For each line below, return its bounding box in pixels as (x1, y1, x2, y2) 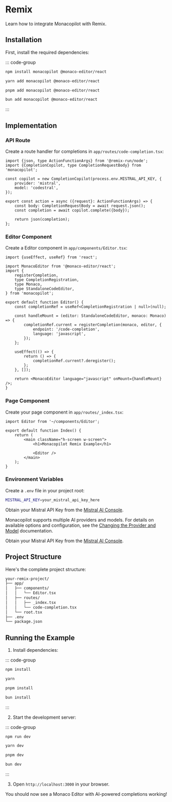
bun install (5, 694, 31, 700)
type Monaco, (14, 282, 43, 287)
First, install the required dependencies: (5, 49, 89, 55)
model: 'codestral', (14, 185, 59, 190)
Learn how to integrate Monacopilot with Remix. (5, 21, 107, 27)
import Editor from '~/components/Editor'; (5, 419, 100, 424)
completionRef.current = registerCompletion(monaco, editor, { (24, 323, 162, 328)
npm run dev (5, 734, 31, 739)
